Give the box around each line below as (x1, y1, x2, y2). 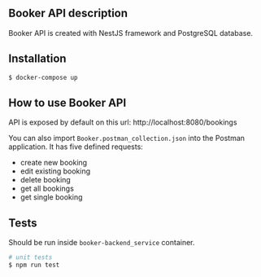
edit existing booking (20, 166, 91, 176)
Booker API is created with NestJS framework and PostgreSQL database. (8, 28, 254, 37)
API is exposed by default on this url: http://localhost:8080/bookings (8, 117, 237, 127)
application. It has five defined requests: (8, 142, 144, 152)
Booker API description (8, 7, 128, 20)
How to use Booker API (8, 95, 127, 109)
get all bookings (20, 183, 75, 194)
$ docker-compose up (8, 73, 79, 81)
